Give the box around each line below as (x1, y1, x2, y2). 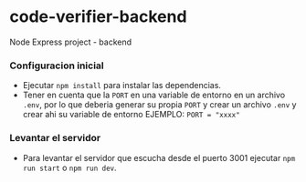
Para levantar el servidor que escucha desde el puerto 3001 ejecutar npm (22, 152, 296, 163)
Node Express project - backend (9, 36, 132, 47)
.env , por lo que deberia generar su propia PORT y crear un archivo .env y (22, 99, 297, 110)
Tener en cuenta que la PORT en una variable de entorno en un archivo (22, 89, 286, 101)
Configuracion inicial (9, 59, 105, 72)
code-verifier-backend (9, 6, 187, 27)
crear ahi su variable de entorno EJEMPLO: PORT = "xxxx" (22, 109, 240, 120)
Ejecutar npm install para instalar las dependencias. (22, 80, 222, 91)
